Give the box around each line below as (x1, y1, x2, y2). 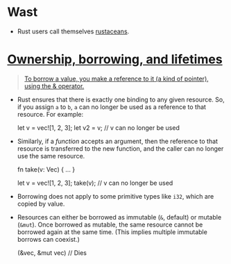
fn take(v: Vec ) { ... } (17, 165, 76, 174)
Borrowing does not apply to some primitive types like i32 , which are (17, 192, 214, 200)
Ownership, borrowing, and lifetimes (7, 51, 223, 67)
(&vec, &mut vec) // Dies (17, 248, 87, 257)
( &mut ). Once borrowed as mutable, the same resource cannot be (17, 220, 203, 229)
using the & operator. (24, 81, 85, 90)
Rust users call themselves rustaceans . (17, 27, 130, 35)
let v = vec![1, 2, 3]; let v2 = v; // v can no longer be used (17, 123, 180, 132)
